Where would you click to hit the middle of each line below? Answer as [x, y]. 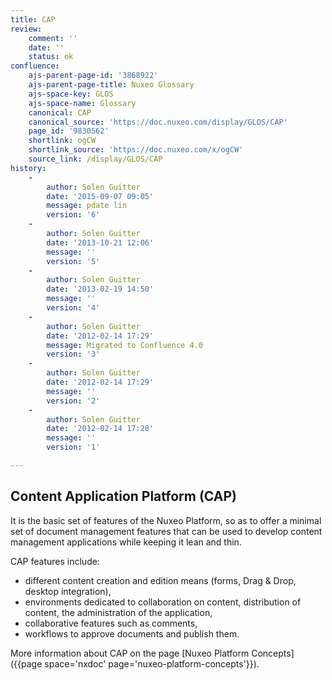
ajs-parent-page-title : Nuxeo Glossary [111, 85]
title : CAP [33, 19]
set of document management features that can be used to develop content [166, 531]
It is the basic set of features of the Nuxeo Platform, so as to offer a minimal [166, 520]
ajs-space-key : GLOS [71, 94]
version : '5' [73, 261]
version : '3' [73, 354]
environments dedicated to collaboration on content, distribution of [163, 602]
